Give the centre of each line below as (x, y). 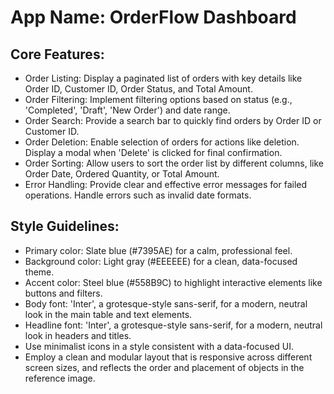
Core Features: (57, 54)
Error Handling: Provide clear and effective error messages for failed (166, 184)
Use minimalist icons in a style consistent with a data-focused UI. (159, 346)
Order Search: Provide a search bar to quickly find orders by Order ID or (173, 120)
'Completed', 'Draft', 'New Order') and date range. (127, 110)
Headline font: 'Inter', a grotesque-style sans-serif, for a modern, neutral (173, 325)
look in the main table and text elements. (108, 314)
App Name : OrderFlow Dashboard (153, 17)
